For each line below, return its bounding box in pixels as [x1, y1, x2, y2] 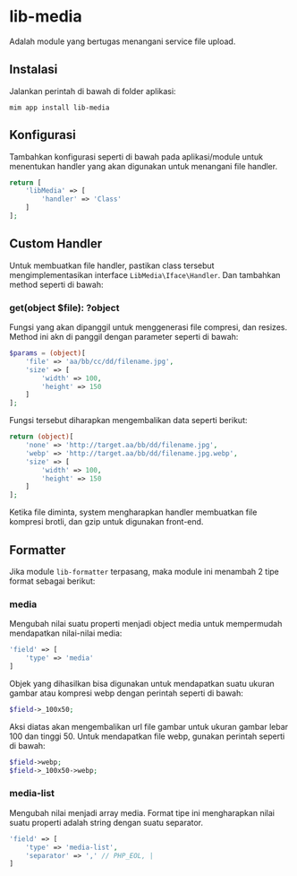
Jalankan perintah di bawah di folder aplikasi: [9, 85, 176, 96]
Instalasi [9, 62, 58, 77]
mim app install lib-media [9, 103, 110, 112]
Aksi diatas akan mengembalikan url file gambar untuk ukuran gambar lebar [9, 721, 289, 732]
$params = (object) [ [9, 349, 87, 358]
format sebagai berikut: [9, 576, 96, 586]
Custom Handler [9, 236, 103, 252]
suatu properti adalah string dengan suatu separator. [9, 817, 204, 828]
